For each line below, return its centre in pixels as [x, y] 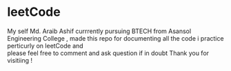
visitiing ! [20, 60]
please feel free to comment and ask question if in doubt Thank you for [108, 53]
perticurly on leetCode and [46, 45]
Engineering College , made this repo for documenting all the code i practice [115, 38]
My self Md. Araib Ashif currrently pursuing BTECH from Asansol [99, 31]
